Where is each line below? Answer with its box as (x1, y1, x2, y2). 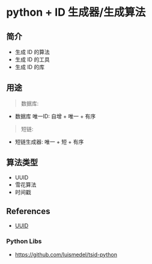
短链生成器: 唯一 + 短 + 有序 (14, 138, 84, 145)
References (6, 206, 50, 216)
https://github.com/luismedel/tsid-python (14, 251, 117, 258)
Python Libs (6, 237, 42, 245)
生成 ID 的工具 (14, 56, 50, 63)
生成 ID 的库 (14, 64, 45, 70)
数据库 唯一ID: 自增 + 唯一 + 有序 (14, 112, 96, 120)
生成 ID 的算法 (14, 49, 50, 55)
